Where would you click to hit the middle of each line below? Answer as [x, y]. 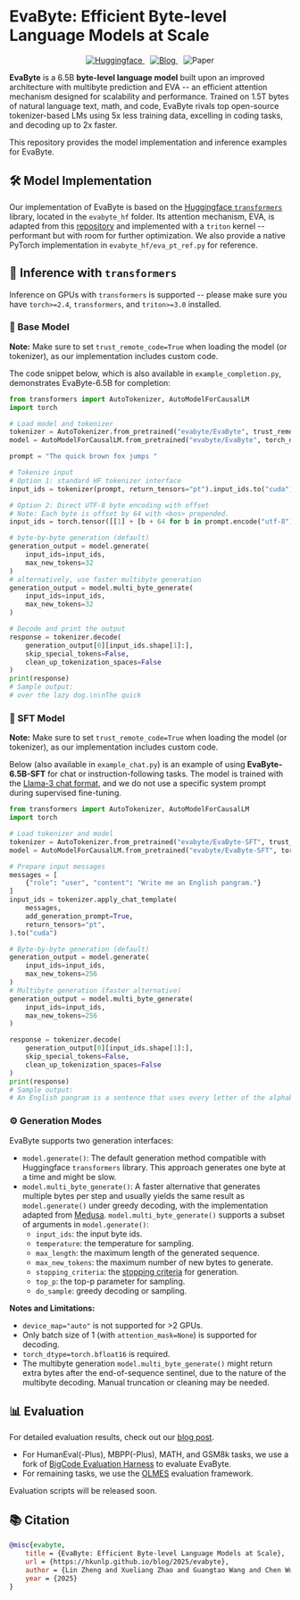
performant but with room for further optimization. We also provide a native [147, 235]
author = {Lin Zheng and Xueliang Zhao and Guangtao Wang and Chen [153, 1570]
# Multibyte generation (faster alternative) [95, 990]
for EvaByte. [32, 151]
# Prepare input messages [57, 867]
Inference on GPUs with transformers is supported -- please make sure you [148, 294]
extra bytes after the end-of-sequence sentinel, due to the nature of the [154, 1372]
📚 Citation [39, 1520]
